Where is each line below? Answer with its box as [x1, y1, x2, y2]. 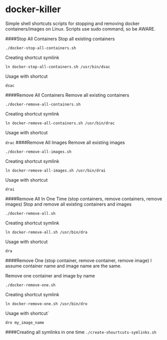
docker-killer [5, 4, 61, 15]
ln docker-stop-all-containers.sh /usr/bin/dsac [5, 64, 110, 69]
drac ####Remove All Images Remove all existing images [5, 139, 125, 146]
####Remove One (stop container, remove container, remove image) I [5, 257, 152, 263]
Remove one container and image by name [5, 272, 95, 278]
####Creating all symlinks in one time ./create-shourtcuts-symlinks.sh [5, 329, 157, 335]
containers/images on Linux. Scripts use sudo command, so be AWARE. [5, 25, 156, 32]
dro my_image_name [5, 320, 44, 325]
